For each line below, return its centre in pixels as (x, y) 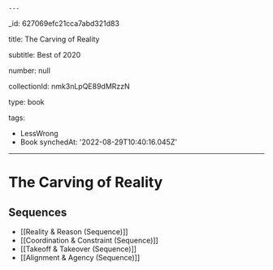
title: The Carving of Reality (54, 39)
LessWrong (39, 133)
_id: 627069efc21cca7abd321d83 (64, 24)
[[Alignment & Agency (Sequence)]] (80, 257)
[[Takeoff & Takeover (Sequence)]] (78, 249)
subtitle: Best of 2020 (45, 55)
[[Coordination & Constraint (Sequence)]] (89, 240)
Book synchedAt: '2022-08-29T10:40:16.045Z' (98, 142)
